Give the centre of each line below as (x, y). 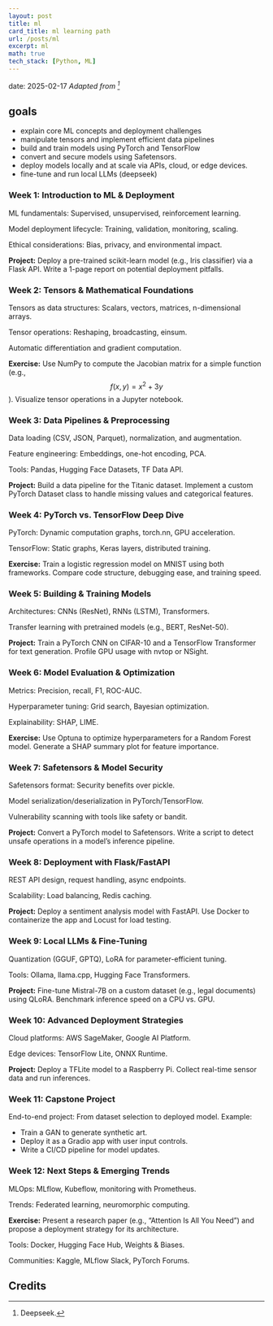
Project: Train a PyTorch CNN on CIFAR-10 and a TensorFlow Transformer (132, 643)
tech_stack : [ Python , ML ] (52, 62)
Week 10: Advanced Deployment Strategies (96, 1020)
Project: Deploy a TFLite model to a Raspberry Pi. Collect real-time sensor (133, 1069)
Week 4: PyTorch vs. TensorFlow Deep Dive (96, 515)
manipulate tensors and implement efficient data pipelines (117, 140)
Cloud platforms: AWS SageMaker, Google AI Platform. (100, 1037)
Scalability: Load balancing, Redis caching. (80, 896)
